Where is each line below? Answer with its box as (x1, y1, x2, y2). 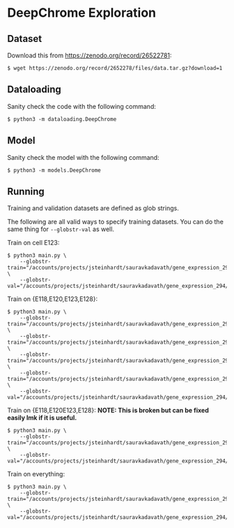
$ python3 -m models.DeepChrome (7, 166, 101, 174)
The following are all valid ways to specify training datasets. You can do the (7, 218, 224, 226)
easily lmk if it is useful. (7, 413, 77, 422)
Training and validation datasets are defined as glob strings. (7, 204, 179, 212)
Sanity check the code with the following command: (7, 102, 157, 110)
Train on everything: (7, 470, 65, 478)
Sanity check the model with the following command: (7, 153, 159, 161)
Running (7, 186, 45, 198)
